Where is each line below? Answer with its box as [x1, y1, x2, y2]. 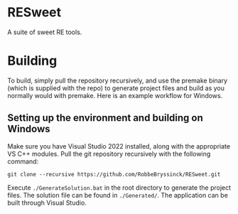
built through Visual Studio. [7, 198, 87, 207]
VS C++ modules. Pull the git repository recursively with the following [7, 149, 211, 158]
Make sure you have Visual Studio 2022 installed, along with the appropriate [7, 141, 231, 150]
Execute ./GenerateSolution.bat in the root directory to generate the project [7, 183, 232, 192]
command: [7, 157, 39, 166]
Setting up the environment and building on [7, 112, 204, 124]
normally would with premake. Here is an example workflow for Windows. [7, 91, 223, 100]
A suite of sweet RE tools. [7, 28, 82, 36]
